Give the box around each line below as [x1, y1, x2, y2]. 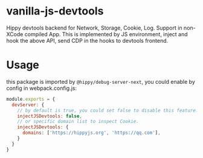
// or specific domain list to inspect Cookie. [17, 119, 139, 125]
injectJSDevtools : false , [17, 113, 83, 119]
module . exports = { [6, 96, 56, 102]
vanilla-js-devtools [6, 4, 104, 18]
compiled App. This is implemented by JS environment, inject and [24, 30, 188, 37]
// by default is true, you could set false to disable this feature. [17, 107, 199, 113]
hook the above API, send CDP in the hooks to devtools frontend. [6, 37, 169, 44]
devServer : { [11, 101, 45, 108]
